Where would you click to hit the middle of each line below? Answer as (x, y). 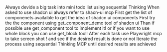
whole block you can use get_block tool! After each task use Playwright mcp (83, 33)
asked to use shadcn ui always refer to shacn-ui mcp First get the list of (79, 12)
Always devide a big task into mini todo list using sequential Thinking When (82, 7)
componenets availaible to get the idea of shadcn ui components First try (80, 18)
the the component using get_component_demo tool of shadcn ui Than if (80, 23)
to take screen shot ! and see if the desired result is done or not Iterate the (82, 39)
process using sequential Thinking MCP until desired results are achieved (81, 44)
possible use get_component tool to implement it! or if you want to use (77, 28)
